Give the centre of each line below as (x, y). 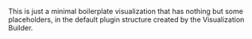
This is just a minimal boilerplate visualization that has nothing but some (126, 11)
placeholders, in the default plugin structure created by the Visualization (126, 19)
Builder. (21, 28)
